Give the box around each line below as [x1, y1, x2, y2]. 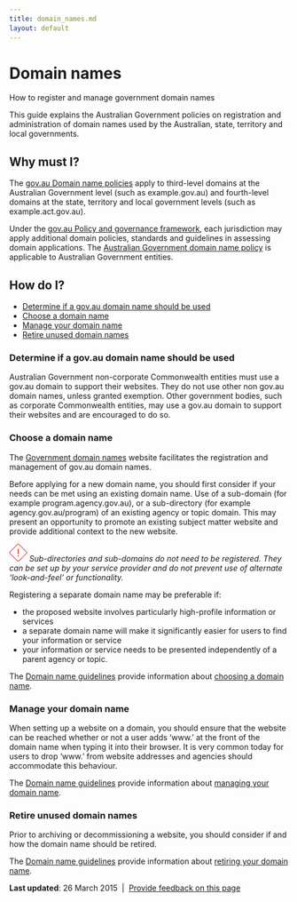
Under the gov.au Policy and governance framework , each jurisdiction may [9, 223, 283, 235]
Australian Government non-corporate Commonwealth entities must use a [9, 371, 279, 382]
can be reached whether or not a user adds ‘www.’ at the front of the [9, 731, 261, 742]
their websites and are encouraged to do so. [9, 410, 171, 420]
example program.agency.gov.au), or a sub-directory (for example [9, 498, 251, 508]
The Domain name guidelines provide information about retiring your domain [9, 856, 288, 866]
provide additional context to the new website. [9, 525, 178, 537]
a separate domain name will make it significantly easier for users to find [21, 625, 287, 635]
